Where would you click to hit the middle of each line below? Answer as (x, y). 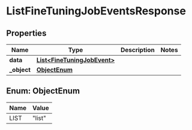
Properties (26, 33)
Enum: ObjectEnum (43, 91)
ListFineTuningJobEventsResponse (96, 11)
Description (137, 50)
